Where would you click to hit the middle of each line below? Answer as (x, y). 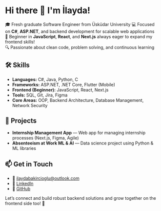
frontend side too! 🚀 (25, 204)
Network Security (30, 105)
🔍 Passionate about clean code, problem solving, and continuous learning (80, 47)
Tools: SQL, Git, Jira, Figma (40, 95)
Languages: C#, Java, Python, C (45, 79)
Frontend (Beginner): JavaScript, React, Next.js (60, 90)
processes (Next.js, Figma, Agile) (45, 138)
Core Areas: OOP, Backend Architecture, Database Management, (78, 100)
